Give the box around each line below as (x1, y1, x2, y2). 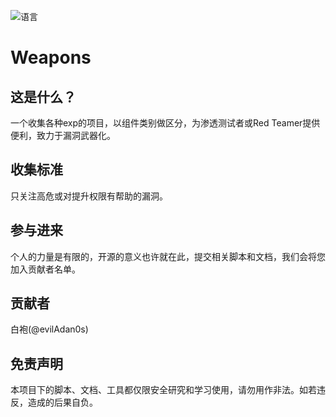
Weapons (10, 46, 92, 69)
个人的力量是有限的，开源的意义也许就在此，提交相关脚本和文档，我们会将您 (10, 250, 326, 262)
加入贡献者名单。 (10, 263, 81, 275)
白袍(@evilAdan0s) (10, 323, 89, 335)
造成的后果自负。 (27, 396, 98, 409)
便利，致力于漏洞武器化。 (10, 130, 116, 141)
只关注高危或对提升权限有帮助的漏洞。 (10, 190, 168, 202)
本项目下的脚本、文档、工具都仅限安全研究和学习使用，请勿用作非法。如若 (10, 384, 317, 396)
